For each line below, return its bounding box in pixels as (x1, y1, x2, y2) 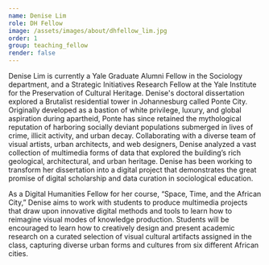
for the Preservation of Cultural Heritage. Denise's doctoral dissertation (8, 88, 245, 97)
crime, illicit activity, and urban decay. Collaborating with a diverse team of (8, 131, 256, 141)
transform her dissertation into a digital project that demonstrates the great (8, 165, 257, 174)
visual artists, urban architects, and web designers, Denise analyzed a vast (8, 140, 257, 149)
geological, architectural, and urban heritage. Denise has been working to (8, 157, 253, 165)
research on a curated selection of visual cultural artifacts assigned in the (8, 232, 252, 241)
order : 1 (8, 34, 38, 43)
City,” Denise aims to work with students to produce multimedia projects (8, 198, 248, 207)
